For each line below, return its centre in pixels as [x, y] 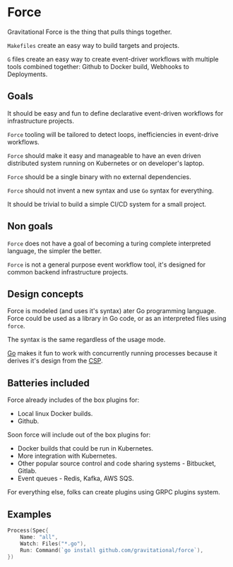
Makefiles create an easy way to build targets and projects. [94, 45]
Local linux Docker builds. [55, 414]
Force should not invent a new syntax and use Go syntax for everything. [110, 190]
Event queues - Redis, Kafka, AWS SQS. [76, 478]
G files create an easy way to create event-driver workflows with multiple [113, 59]
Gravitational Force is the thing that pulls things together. [90, 32]
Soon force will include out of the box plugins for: [79, 435]
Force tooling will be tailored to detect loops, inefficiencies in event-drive [113, 134]
